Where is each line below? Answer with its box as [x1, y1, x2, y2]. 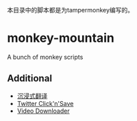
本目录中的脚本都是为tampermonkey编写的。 [7, 6, 134, 14]
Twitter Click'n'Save [16, 99, 74, 107]
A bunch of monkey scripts [7, 53, 84, 61]
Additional [7, 72, 53, 84]
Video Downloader [16, 107, 70, 115]
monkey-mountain [7, 30, 115, 46]
